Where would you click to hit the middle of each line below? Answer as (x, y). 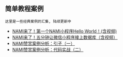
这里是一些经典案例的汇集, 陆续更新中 (38, 21)
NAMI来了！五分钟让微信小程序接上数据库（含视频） (65, 37)
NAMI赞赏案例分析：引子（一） (43, 43)
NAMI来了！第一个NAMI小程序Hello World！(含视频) (64, 31)
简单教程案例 (24, 9)
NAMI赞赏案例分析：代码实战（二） (48, 49)
